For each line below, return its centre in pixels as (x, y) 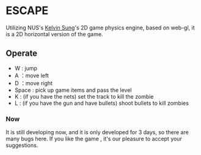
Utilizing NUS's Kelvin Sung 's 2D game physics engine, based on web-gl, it (100, 28)
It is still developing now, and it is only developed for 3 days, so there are (97, 132)
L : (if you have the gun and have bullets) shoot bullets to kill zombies (101, 103)
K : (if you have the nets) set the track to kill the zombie (84, 96)
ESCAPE (27, 11)
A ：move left (32, 75)
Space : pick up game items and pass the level (73, 90)
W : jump (26, 68)
